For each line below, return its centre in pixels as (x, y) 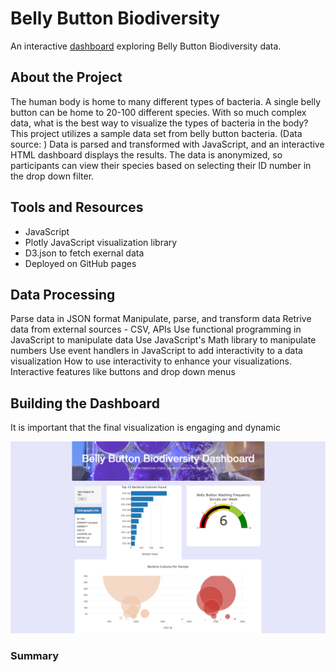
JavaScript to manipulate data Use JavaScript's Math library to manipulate (163, 340)
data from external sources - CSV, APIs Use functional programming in (156, 329)
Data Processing (63, 294)
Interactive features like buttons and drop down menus (123, 372)
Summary (35, 656)
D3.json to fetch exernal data (84, 253)
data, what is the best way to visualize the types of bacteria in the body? (159, 123)
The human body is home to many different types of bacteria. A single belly (166, 101)
